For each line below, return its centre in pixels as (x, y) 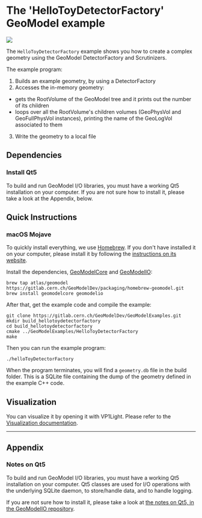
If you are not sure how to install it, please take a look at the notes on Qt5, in (100, 502)
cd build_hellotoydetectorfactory (50, 326)
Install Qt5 (22, 172)
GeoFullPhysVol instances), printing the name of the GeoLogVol (93, 118)
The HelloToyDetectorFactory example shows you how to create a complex (99, 51)
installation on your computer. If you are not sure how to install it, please (95, 192)
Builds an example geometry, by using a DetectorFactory (85, 81)
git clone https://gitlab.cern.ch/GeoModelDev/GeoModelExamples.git (94, 316)
